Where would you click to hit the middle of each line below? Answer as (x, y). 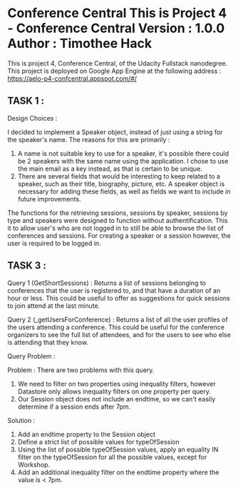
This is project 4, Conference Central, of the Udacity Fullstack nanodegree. (118, 63)
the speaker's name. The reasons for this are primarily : (89, 139)
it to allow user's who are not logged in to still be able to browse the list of (116, 228)
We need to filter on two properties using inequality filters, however (117, 384)
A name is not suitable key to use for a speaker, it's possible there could (123, 153)
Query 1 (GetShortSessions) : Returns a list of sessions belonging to (107, 283)
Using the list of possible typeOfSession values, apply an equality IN (118, 449)
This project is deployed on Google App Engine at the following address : (114, 71)
